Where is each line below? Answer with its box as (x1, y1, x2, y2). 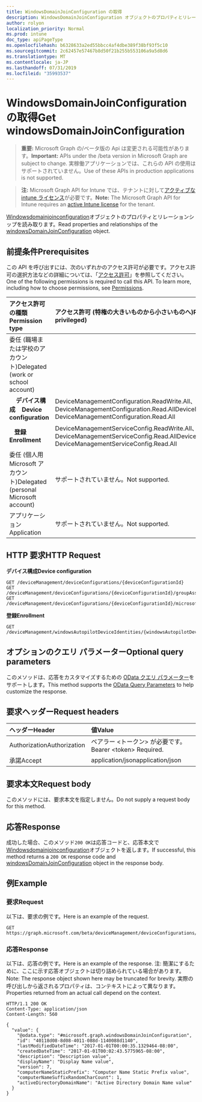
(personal (9, 486, 37, 494)
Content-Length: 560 (6, 1012, 58, 1018)
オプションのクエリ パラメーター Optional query (6, 647, 184, 657)
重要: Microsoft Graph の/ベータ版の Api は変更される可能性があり (20, 145, 185, 152)
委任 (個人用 (9, 451, 44, 459)
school (9, 378, 29, 386)
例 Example (6, 878, 47, 888)
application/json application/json (91, 756, 182, 764)
